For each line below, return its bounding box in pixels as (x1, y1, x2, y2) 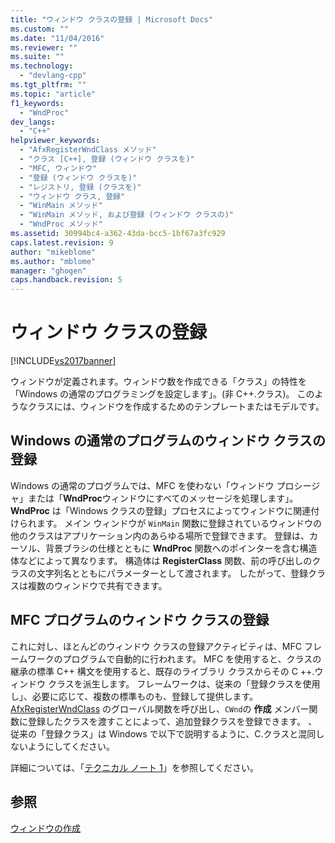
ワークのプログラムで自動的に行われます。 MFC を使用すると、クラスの (27, 652, 322, 665)
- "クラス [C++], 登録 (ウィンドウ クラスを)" (19, 154, 195, 164)
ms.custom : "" (10, 24, 70, 34)
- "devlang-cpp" (19, 71, 87, 81)
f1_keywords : (10, 98, 65, 108)
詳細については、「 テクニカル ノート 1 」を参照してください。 (10, 761, 260, 773)
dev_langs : (10, 117, 56, 127)
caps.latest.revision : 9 (10, 237, 114, 248)
